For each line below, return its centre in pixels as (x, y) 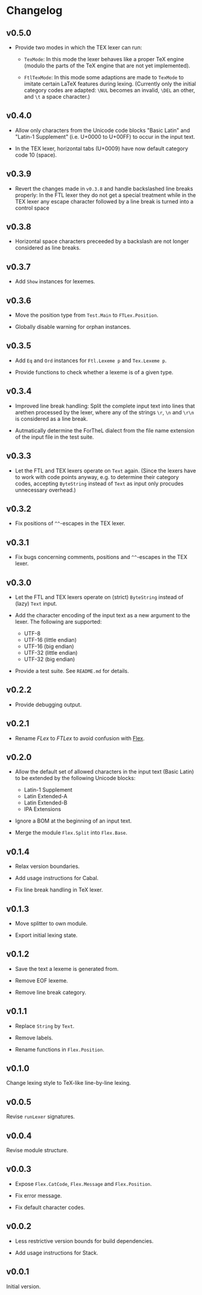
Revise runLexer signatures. (41, 1117)
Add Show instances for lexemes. (55, 282)
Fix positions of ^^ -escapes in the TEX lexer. (70, 523)
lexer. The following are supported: (58, 621)
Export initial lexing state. (46, 935)
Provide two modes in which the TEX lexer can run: (78, 47)
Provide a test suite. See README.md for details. (72, 671)
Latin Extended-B (46, 803)
